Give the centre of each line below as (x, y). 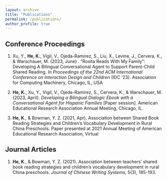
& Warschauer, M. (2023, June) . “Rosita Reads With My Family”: (78, 61)
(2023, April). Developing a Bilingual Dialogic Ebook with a (73, 97)
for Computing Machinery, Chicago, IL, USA (57, 82)
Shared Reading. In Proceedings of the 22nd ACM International (77, 72)
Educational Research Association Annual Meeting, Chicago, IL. (78, 108)
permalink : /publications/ (33, 19)
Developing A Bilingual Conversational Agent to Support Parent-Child (83, 67)
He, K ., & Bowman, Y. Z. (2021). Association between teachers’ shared (85, 161)
